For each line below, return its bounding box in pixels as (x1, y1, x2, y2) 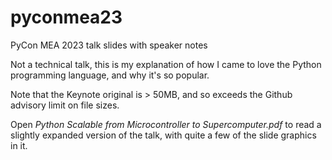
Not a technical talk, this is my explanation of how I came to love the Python (10, 58, 322, 70)
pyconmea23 (10, 6, 123, 29)
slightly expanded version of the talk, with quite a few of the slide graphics (10, 129, 317, 141)
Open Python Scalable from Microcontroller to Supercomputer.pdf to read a (10, 118, 322, 130)
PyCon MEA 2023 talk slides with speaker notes (10, 39, 208, 51)
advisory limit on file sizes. (10, 99, 120, 111)
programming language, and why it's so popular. (10, 69, 210, 81)
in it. (10, 139, 28, 151)
